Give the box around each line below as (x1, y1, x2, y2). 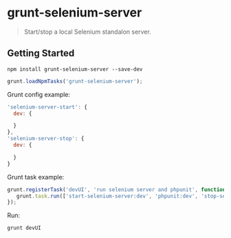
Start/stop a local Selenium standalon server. (23, 28, 151, 36)
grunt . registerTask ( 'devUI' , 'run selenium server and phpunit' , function (7, 186, 226, 193)
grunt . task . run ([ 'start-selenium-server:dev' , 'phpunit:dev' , (16, 193, 198, 199)
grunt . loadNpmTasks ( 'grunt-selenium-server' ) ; (7, 78, 143, 85)
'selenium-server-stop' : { (7, 136, 85, 142)
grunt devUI (7, 225, 41, 232)
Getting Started (7, 47, 75, 59)
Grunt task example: (7, 173, 65, 181)
